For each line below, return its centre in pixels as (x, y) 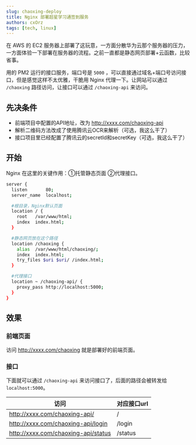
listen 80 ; (33, 190)
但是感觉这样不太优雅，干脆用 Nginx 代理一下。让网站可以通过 (92, 80)
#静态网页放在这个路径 (35, 238)
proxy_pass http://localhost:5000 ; (60, 287)
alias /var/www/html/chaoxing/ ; (58, 249)
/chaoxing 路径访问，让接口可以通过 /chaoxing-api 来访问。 (79, 87)
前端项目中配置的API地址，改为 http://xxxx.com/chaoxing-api (89, 123)
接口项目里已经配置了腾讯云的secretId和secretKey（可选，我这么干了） (101, 138)
